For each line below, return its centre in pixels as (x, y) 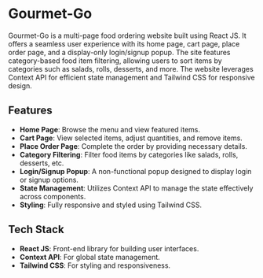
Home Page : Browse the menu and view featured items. (110, 129)
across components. (53, 196)
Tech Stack (36, 230)
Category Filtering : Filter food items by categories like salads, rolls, (129, 154)
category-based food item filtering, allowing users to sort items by (115, 61)
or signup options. (49, 180)
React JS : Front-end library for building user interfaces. (109, 248)
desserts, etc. (42, 163)
